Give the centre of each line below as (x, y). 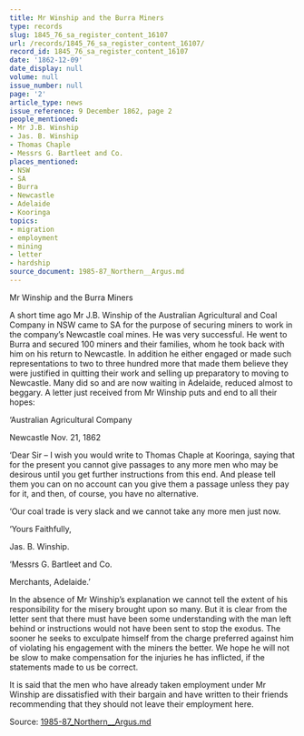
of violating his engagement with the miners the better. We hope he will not (150, 648)
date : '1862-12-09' (46, 60)
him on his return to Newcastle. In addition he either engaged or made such (151, 353)
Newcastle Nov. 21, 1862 (55, 437)
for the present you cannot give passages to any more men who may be (144, 464)
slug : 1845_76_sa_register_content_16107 (89, 35)
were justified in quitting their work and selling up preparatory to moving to (149, 373)
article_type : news (46, 102)
